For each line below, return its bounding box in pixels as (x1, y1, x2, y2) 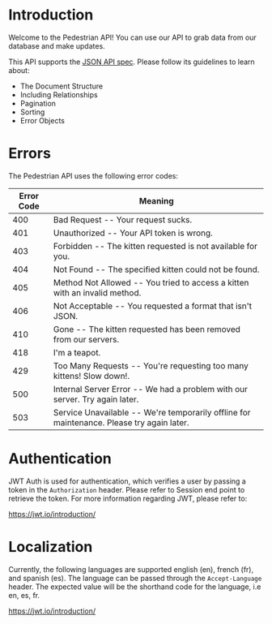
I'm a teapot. (53, 346, 101, 358)
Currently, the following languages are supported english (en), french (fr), (8, 564, 253, 574)
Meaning (138, 195, 174, 206)
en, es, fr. (8, 590, 40, 600)
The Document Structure (19, 81, 104, 91)
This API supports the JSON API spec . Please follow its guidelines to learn (8, 57, 255, 67)
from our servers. (53, 334, 120, 345)
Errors (8, 144, 51, 163)
